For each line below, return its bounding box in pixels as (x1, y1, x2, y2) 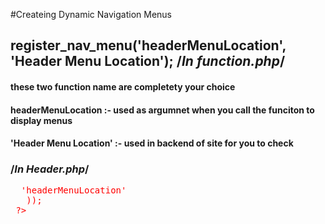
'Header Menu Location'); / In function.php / (10, 53, 286, 70)
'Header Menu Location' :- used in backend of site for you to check (10, 137, 294, 149)
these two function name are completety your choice (10, 80, 236, 93)
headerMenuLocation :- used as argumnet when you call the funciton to (10, 104, 315, 116)
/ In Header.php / (10, 162, 90, 176)
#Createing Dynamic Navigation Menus (10, 9, 173, 20)
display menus (10, 114, 73, 126)
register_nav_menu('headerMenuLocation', (10, 37, 287, 54)
